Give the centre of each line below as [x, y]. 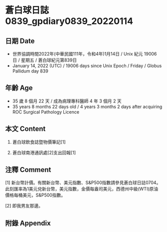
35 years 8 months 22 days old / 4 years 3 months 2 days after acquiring [87, 106]
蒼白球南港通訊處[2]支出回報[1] [44, 152]
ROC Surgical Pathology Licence [46, 112]
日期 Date [20, 41]
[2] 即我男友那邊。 [24, 206]
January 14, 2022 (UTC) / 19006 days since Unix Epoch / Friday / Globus [87, 66]
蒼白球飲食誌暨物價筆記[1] [39, 142]
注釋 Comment [28, 170]
